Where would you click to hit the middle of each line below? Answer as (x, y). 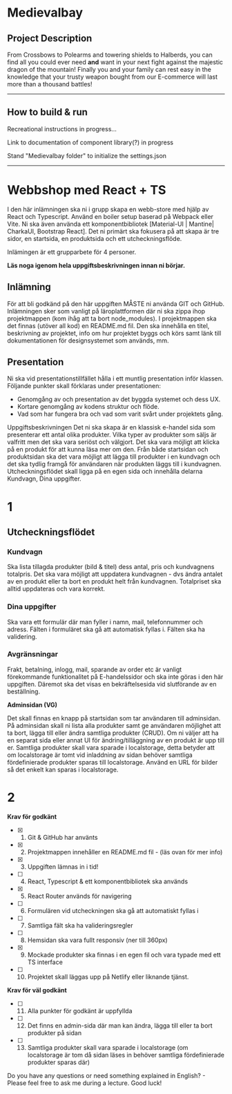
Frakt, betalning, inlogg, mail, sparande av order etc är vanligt (95, 669)
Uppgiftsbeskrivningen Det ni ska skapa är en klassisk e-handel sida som (111, 428)
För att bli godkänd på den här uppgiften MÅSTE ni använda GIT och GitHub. (116, 304)
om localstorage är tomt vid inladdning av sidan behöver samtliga (100, 755)
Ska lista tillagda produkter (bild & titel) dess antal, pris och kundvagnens (111, 567)
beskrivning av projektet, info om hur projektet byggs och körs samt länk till (114, 333)
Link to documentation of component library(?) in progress (90, 142)
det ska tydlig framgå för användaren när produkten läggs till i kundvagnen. (114, 464)
